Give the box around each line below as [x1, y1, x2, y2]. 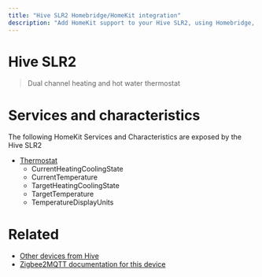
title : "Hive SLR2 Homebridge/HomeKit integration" [8, 11, 181, 20]
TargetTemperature [31, 190, 94, 199]
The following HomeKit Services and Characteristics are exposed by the [8, 132, 242, 142]
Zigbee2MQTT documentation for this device [19, 260, 166, 269]
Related [8, 225, 59, 243]
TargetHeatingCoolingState [31, 181, 120, 190]
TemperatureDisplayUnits [31, 198, 114, 207]
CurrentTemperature [31, 172, 98, 182]
